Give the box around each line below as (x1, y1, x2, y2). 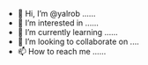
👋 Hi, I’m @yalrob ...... (17, 9, 96, 18)
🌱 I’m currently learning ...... (17, 27, 119, 37)
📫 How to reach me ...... (17, 47, 107, 56)
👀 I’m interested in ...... (17, 18, 100, 28)
